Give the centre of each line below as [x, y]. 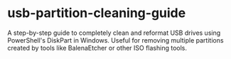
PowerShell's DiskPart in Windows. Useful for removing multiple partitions [116, 40]
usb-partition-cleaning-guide [97, 13]
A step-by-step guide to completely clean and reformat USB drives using [114, 33]
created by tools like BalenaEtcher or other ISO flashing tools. [97, 48]
